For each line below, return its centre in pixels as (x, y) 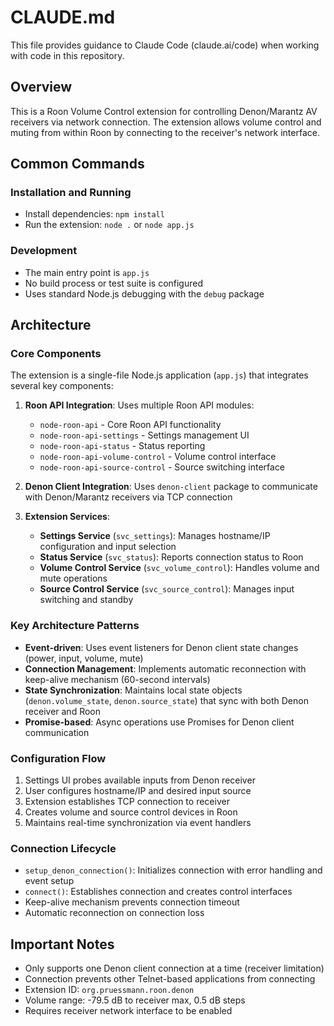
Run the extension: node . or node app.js (109, 225)
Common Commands (77, 164)
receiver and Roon (63, 711)
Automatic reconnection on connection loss (114, 913)
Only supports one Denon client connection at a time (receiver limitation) (174, 968)
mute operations (73, 578)
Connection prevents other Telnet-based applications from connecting (170, 979)
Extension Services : (67, 517)
